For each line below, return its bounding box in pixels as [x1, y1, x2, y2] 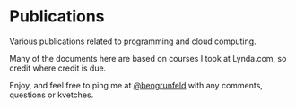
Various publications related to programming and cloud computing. [9, 36, 257, 46]
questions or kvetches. [9, 89, 94, 100]
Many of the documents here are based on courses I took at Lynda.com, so [9, 53, 287, 63]
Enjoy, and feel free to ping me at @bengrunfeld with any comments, [9, 80, 263, 90]
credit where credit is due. [9, 63, 107, 73]
